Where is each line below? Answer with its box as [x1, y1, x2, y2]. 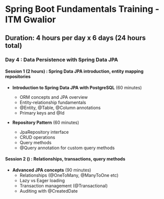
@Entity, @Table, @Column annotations [19, 105, 101, 111]
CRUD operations [19, 134, 55, 140]
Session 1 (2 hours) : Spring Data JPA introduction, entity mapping [5, 68, 144, 75]
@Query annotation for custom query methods [19, 145, 115, 151]
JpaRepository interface [19, 129, 69, 135]
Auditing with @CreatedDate [19, 188, 78, 194]
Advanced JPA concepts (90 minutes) [12, 167, 91, 173]
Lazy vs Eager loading [19, 177, 65, 183]
